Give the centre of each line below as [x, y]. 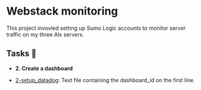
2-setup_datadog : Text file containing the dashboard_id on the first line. [105, 80]
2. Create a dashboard [44, 68]
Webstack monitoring [62, 11]
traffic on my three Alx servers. [45, 34]
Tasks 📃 [22, 54]
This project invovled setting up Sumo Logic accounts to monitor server [96, 28]
